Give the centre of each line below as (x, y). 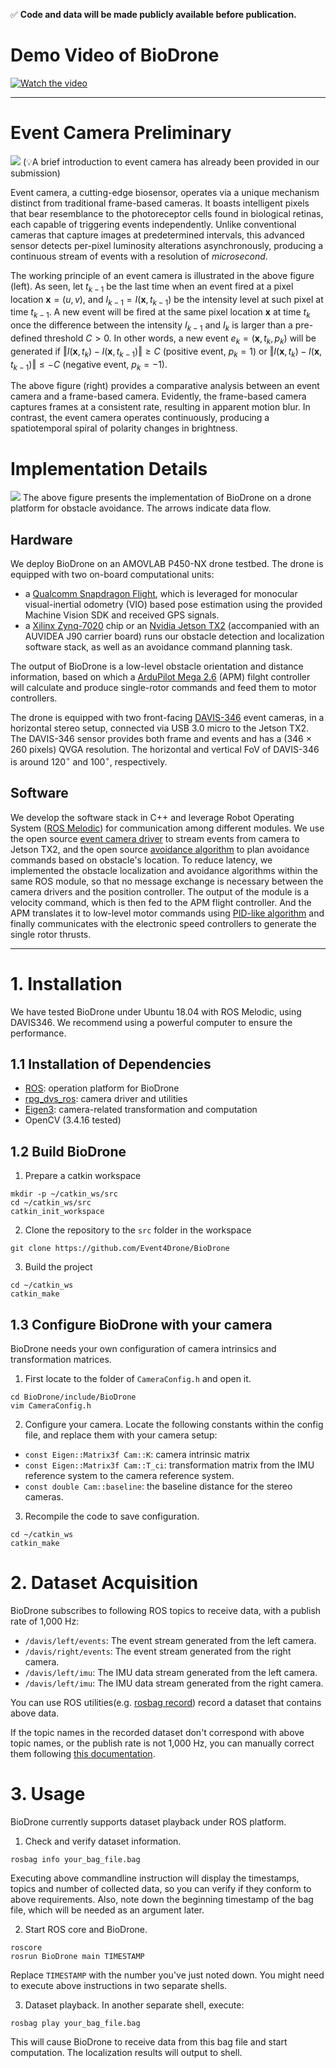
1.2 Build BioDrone (68, 1151)
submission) (35, 173)
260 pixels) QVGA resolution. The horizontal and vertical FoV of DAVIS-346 (165, 750)
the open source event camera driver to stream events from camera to (155, 838)
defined (26, 338)
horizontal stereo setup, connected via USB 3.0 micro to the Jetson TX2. (160, 728)
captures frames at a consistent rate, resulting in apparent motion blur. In (160, 407)
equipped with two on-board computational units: (112, 575)
